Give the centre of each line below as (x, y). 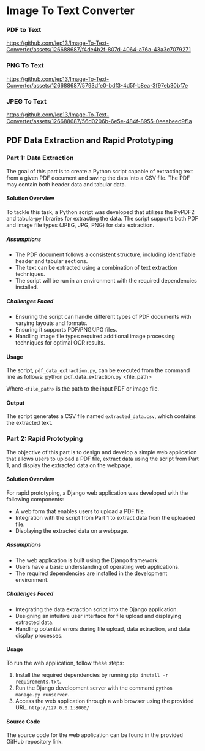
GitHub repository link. (35, 742)
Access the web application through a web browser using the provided (104, 701)
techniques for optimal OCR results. (60, 342)
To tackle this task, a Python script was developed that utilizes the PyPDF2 (100, 212)
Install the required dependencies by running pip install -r (91, 674)
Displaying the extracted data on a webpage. (72, 530)
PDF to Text (24, 30)
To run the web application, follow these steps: (65, 663)
